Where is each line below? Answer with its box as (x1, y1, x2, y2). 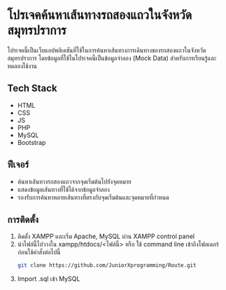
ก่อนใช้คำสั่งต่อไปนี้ (17, 248, 61, 256)
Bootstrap (17, 138, 46, 146)
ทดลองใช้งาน (7, 62, 37, 70)
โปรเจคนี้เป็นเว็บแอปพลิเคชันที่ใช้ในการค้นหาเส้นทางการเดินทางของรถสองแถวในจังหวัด (7, 46, 206, 54)
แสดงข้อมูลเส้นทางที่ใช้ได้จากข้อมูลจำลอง (17, 185, 110, 193)
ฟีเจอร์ (7, 158, 29, 171)
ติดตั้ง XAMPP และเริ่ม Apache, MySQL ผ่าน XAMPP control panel (17, 232, 195, 241)
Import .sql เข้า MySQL (17, 275, 80, 283)
